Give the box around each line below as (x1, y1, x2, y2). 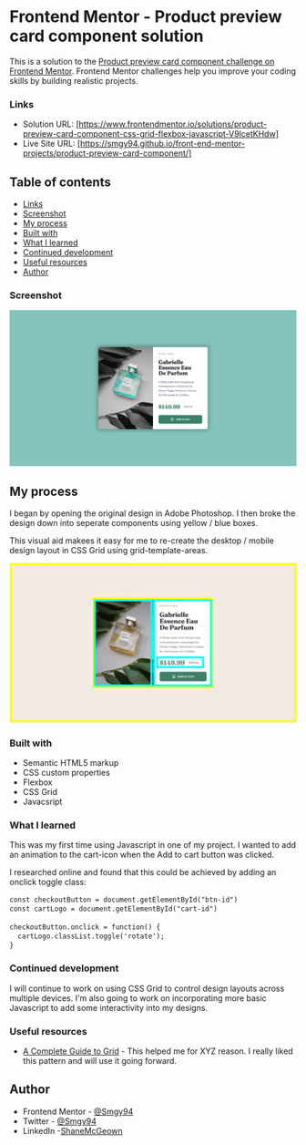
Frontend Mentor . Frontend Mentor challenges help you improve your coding (9, 66, 297, 77)
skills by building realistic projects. (9, 75, 138, 86)
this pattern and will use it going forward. (22, 1056, 178, 1067)
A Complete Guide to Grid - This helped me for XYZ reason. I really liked (22, 1046, 293, 1057)
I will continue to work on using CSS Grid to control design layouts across (9, 983, 285, 994)
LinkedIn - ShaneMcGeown (22, 1125, 123, 1136)
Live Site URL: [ (22, 139, 81, 150)
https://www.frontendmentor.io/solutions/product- (78, 119, 267, 129)
